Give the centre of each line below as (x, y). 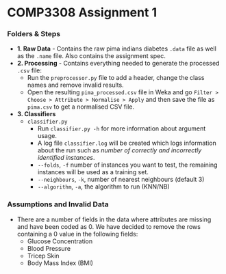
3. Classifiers (36, 114)
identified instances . (66, 158)
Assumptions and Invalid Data (58, 204)
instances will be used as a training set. (93, 172)
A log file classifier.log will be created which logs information (127, 143)
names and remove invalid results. (76, 85)
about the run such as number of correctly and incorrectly (120, 150)
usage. (47, 136)
